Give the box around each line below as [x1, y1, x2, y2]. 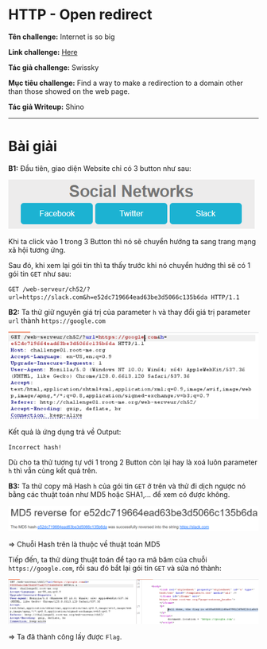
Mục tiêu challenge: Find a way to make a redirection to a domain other [8, 78, 244, 87]
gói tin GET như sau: [8, 269, 72, 278]
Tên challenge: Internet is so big [8, 32, 115, 41]
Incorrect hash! [8, 443, 62, 451]
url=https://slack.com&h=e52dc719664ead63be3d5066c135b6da [8, 293, 208, 301]
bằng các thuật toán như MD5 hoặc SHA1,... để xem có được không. [8, 489, 230, 499]
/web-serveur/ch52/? [22, 285, 91, 293]
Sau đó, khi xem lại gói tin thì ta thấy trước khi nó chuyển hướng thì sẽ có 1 [8, 260, 251, 270]
